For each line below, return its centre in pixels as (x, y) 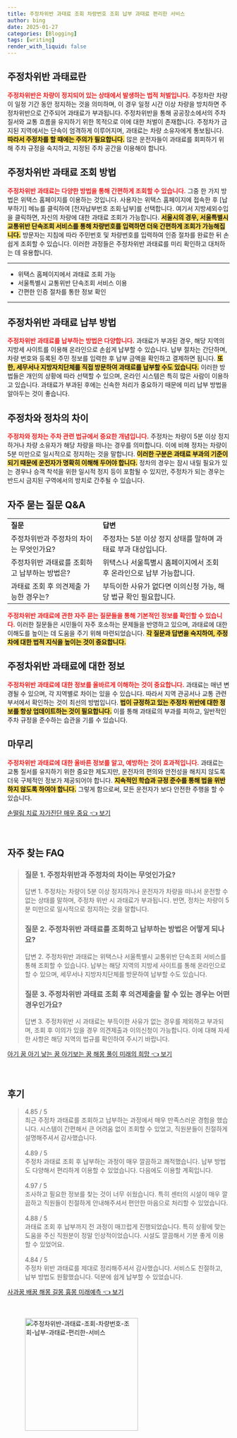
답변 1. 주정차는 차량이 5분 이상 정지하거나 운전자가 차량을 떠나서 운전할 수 (126, 892)
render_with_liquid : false (47, 47)
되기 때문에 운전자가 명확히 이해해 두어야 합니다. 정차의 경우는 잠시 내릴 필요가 (114, 463)
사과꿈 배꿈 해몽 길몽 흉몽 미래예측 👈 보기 (66, 1291)
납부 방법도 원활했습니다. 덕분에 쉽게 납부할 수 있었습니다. (104, 1277)
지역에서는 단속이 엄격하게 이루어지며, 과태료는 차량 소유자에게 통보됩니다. (122, 130)
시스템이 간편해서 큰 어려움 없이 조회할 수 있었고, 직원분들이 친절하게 (134, 1129)
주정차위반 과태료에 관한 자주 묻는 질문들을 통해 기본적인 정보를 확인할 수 (106, 616)
